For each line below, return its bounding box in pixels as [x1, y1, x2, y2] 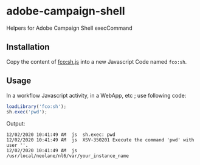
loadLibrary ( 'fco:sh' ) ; [6, 103, 67, 110]
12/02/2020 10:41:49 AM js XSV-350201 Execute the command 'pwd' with [6, 137, 195, 143]
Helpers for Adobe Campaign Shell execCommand [6, 24, 133, 32]
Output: [6, 120, 26, 127]
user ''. [6, 143, 29, 149]
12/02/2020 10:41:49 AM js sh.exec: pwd [6, 132, 116, 138]
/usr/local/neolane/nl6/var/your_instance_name [6, 153, 129, 159]
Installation [6, 42, 50, 52]
